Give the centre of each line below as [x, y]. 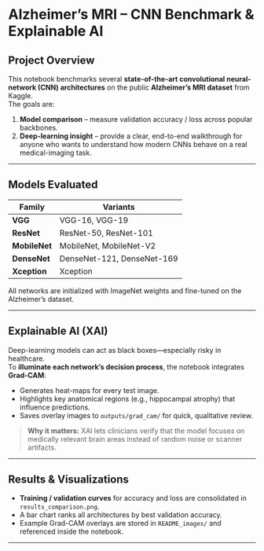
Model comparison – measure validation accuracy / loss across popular [136, 119]
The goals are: [31, 104]
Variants [119, 207]
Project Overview [51, 60]
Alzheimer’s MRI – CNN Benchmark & [131, 15]
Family [32, 207]
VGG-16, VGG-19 [94, 220]
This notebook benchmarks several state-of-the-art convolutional [117, 79]
